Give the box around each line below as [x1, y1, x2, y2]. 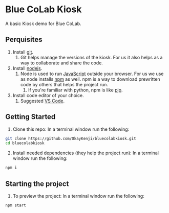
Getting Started [5, 112, 56, 121]
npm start [5, 203, 27, 208]
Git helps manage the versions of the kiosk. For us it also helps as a [20, 54, 163, 60]
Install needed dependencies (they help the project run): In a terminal [12, 150, 159, 156]
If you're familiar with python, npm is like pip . [28, 87, 123, 93]
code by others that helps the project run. [20, 81, 109, 87]
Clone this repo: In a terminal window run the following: [12, 126, 130, 132]
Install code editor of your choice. [12, 92, 84, 98]
